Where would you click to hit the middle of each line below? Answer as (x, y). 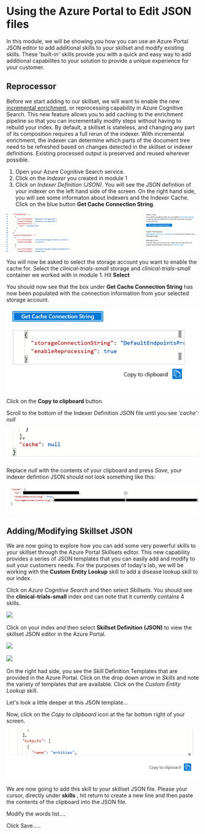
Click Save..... (24, 825)
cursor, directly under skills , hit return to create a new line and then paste (100, 795)
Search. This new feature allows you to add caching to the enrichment (95, 114)
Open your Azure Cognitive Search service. (70, 171)
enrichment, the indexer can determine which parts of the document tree (98, 140)
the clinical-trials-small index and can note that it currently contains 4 (95, 597)
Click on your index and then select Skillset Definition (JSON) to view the (99, 628)
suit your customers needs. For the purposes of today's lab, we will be (95, 565)
